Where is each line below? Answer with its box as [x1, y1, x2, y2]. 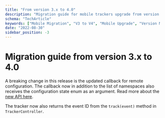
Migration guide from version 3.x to [5, 51, 152, 62]
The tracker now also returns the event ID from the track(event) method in [5, 103, 157, 109]
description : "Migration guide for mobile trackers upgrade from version [5, 12, 160, 17]
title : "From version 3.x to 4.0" [5, 7, 76, 12]
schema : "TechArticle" [5, 16, 52, 21]
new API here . [5, 93, 33, 99]
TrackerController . [5, 108, 44, 114]
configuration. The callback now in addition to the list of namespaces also [5, 83, 155, 89]
